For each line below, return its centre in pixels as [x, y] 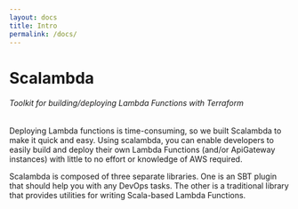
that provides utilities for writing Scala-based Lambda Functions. [128, 195]
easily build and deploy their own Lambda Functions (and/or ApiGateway [142, 149]
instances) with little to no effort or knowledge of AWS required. [126, 159]
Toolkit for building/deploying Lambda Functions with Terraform [127, 103]
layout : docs [33, 17]
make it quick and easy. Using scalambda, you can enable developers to [141, 140]
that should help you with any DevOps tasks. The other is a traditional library [149, 185]
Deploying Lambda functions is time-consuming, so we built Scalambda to [145, 131]
